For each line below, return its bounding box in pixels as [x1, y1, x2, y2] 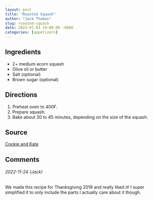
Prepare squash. [12, 109, 46, 115]
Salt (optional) [12, 71, 41, 77]
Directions [5, 91, 38, 99]
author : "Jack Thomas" [5, 16, 51, 21]
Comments [5, 155, 40, 164]
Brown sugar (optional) [12, 76, 59, 82]
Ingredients [5, 48, 41, 56]
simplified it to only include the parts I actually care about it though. [5, 189, 141, 196]
